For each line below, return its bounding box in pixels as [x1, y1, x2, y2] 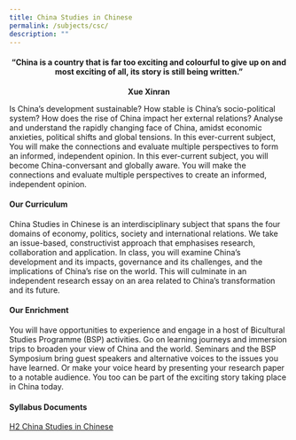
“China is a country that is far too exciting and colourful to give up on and [12, 57, 286, 67]
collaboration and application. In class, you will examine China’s [9, 247, 241, 257]
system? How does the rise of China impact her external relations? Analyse [9, 113, 284, 123]
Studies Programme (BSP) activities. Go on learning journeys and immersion [9, 334, 288, 344]
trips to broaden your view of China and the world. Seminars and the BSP [9, 343, 277, 354]
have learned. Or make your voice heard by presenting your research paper [9, 362, 285, 373]
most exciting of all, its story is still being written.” [54, 66, 244, 76]
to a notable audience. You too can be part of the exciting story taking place [9, 372, 286, 382]
